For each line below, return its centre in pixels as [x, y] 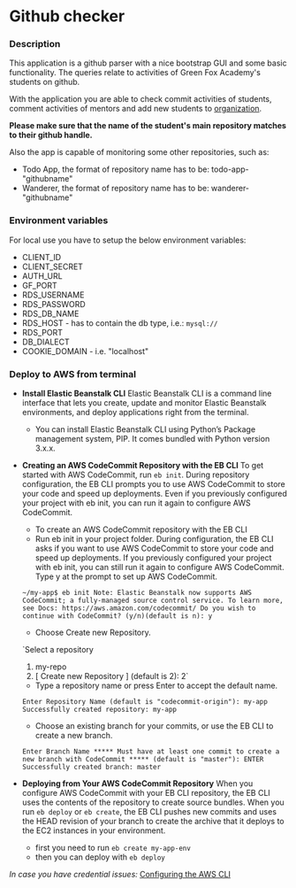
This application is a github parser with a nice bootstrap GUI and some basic [148, 63]
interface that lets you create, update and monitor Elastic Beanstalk [144, 403]
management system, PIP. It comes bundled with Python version [152, 439]
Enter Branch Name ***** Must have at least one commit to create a [151, 752]
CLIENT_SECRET [53, 266]
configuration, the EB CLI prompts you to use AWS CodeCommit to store [153, 484]
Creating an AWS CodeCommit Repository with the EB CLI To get [143, 466]
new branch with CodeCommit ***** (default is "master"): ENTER [143, 760]
